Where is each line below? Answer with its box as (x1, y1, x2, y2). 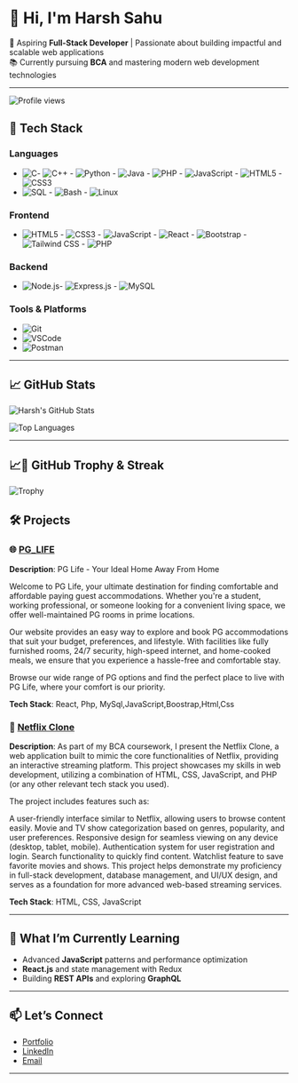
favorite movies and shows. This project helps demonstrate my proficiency (9, 861, 282, 872)
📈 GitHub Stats (9, 377, 96, 392)
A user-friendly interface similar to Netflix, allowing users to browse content (9, 813, 286, 824)
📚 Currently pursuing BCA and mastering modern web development (9, 57, 260, 68)
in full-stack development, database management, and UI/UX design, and (9, 870, 278, 880)
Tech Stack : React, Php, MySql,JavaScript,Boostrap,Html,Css (9, 698, 235, 709)
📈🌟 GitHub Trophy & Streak (9, 458, 164, 473)
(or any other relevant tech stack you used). (9, 779, 169, 790)
